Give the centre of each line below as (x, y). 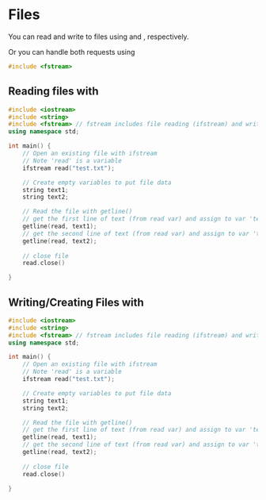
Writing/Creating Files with (76, 302)
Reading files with (53, 92)
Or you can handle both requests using (72, 52)
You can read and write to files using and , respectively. (99, 37)
